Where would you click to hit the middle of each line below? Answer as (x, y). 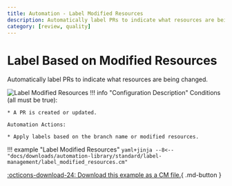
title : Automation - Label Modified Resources (75, 13)
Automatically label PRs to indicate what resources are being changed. (108, 79)
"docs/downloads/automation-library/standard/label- (85, 156)
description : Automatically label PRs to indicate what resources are (111, 20)
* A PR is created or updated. (52, 113)
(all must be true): (32, 100)
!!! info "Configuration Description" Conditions (155, 93)
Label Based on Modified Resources (112, 60)
